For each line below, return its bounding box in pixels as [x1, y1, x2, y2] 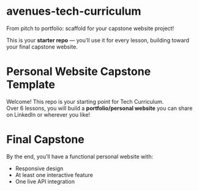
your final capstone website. [6, 43, 78, 50]
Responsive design [15, 165, 64, 172]
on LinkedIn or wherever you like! [6, 111, 91, 118]
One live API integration [15, 177, 75, 185]
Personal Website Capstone [6, 64, 151, 79]
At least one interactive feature [15, 171, 93, 179]
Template [6, 78, 55, 92]
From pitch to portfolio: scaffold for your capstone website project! [6, 25, 175, 32]
